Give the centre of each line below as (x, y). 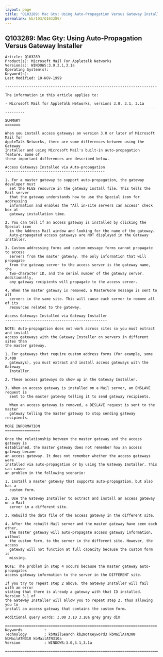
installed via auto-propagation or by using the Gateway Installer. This (81, 465)
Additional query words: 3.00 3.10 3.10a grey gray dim (63, 617)
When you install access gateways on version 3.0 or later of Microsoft (80, 133)
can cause (15, 469)
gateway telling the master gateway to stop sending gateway (73, 414)
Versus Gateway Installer (44, 46)
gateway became (20, 452)
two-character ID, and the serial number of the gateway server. (77, 274)
